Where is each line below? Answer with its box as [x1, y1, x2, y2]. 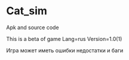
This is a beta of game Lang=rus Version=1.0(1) [6, 35, 122, 42]
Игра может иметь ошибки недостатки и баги [6, 46, 124, 54]
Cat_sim [6, 4, 48, 18]
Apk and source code [6, 24, 59, 31]
